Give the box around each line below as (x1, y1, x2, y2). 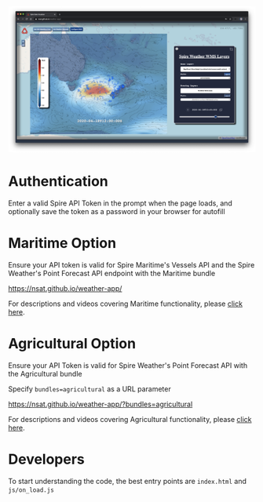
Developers (8, 450, 85, 468)
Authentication (8, 172, 108, 190)
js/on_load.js (8, 486, 55, 494)
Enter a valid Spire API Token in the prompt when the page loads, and (8, 198, 233, 208)
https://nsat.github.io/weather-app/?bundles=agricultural (8, 399, 193, 409)
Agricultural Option (8, 334, 136, 352)
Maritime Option (8, 234, 116, 252)
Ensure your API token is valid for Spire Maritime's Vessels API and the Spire (8, 260, 255, 269)
